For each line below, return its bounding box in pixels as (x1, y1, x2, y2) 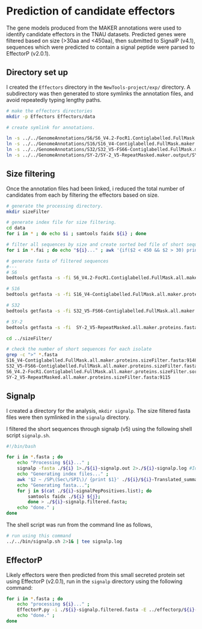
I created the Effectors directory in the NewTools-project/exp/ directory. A (6, 83, 191, 91)
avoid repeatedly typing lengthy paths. (6, 96, 102, 103)
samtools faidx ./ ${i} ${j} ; (28, 493, 101, 499)
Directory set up (6, 68, 68, 78)
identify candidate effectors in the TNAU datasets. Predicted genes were (6, 30, 186, 37)
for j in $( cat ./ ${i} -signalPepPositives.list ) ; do (17, 488, 152, 494)
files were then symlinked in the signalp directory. (6, 413, 130, 421)
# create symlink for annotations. (6, 124, 96, 130)
